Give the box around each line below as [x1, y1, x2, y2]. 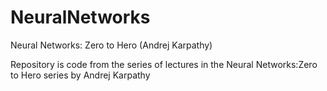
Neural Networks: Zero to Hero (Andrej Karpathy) [10, 39, 213, 51]
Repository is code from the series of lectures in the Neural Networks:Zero [10, 58, 318, 70]
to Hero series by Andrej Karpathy [10, 69, 151, 81]
